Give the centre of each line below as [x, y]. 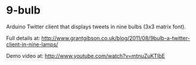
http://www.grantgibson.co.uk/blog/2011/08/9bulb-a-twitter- [116, 38]
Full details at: [23, 38]
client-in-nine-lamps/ [32, 44]
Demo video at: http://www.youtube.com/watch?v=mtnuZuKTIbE [86, 56]
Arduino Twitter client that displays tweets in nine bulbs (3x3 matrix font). [96, 27]
